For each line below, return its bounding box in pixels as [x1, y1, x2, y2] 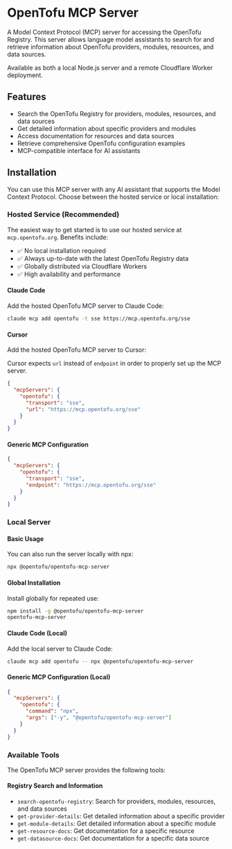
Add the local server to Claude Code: [7, 645, 113, 653]
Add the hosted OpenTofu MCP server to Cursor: [7, 346, 147, 354]
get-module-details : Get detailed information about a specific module [17, 819, 216, 828]
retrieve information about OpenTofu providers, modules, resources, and [7, 42, 214, 51]
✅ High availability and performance [17, 270, 121, 278]
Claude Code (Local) [7, 629, 68, 637]
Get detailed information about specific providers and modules [17, 124, 196, 133]
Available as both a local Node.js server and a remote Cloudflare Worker [7, 63, 213, 72]
